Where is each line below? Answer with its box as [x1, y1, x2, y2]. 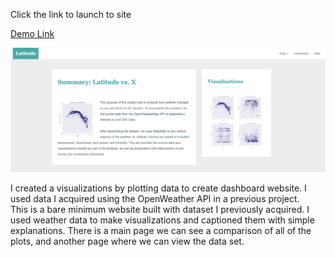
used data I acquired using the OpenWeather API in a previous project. [10, 193, 300, 205]
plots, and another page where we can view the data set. [10, 235, 245, 248]
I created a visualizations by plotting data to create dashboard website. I [10, 182, 307, 194]
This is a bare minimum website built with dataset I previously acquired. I [10, 204, 310, 216]
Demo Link [10, 28, 55, 39]
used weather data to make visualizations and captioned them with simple [10, 214, 315, 226]
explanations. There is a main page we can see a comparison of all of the [10, 225, 312, 237]
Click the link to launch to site [10, 9, 132, 20]
